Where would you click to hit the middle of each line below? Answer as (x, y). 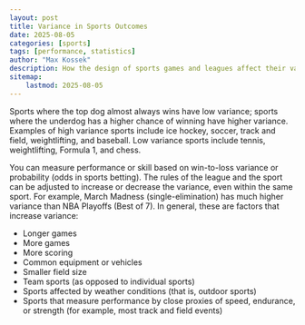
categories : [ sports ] (50, 43)
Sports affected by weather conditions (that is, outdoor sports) (139, 291)
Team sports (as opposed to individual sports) (108, 281)
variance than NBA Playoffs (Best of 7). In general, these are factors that (144, 206)
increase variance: (44, 215)
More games (46, 242)
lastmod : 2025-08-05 (64, 85)
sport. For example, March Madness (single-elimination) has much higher (147, 196)
